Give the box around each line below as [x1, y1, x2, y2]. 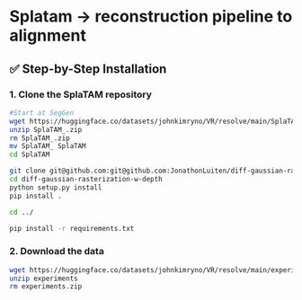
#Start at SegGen [9, 108, 75, 118]
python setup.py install [9, 182, 102, 192]
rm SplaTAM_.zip [9, 133, 70, 143]
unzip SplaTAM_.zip [9, 125, 83, 134]
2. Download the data [9, 245, 105, 258]
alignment [9, 25, 87, 46]
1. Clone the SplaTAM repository [9, 88, 153, 101]
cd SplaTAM [9, 150, 50, 159]
